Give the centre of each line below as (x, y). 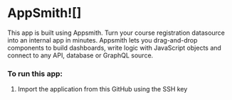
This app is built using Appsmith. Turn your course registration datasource (116, 33)
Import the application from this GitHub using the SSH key (102, 89)
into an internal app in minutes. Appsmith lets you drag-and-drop (102, 40)
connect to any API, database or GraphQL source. (80, 55)
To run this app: (35, 74)
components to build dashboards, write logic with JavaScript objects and (115, 48)
